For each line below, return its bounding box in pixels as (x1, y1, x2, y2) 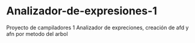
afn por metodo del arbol (6, 30, 68, 37)
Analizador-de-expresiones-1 (6, 4, 158, 18)
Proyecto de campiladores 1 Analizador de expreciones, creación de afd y (6, 24, 189, 31)
